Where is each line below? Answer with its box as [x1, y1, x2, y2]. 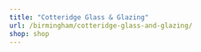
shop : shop [9, 29, 50, 38]
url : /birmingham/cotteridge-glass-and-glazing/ [9, 21, 193, 30]
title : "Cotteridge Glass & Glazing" [9, 12, 149, 22]
